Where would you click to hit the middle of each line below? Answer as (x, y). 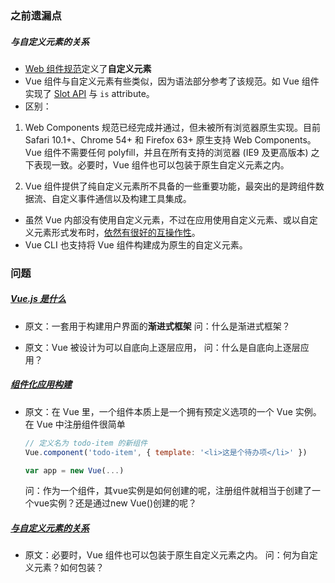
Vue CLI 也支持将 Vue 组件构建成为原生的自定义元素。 (136, 244)
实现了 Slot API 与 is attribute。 (89, 93)
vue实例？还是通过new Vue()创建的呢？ (115, 503)
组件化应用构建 (41, 384)
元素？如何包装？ (69, 568)
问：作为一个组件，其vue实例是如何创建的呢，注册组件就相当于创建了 (168, 491)
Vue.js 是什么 (38, 299)
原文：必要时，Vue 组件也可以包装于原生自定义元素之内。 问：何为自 (167, 555)
